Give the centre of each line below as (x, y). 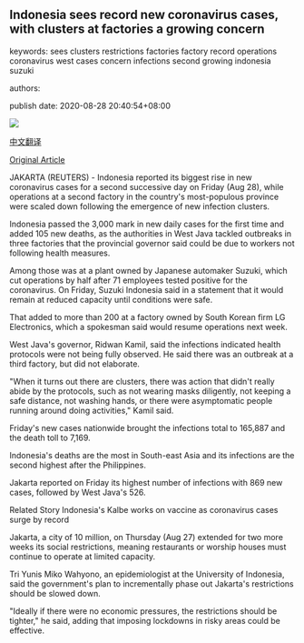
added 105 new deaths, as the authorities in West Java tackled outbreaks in (151, 233)
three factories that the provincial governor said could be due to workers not (152, 243)
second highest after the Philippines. (78, 465)
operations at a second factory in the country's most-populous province (144, 196)
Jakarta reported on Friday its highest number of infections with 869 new (146, 482)
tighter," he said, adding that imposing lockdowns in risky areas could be (145, 620)
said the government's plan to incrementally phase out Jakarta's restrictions (152, 583)
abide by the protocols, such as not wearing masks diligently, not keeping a (150, 391)
